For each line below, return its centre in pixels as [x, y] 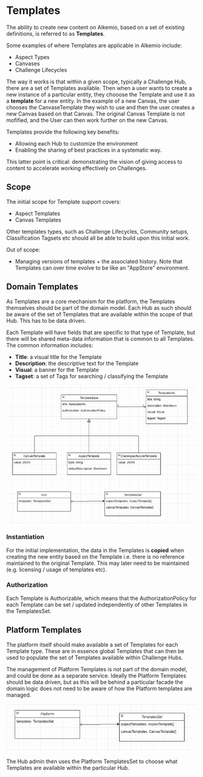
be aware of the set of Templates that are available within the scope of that [99, 314]
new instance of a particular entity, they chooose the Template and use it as [101, 94]
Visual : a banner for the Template [57, 370]
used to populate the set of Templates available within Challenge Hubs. [95, 657]
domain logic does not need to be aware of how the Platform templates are [99, 688]
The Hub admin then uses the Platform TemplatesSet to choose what [92, 761]
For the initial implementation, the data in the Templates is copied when [95, 550]
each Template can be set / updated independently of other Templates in [97, 604]
